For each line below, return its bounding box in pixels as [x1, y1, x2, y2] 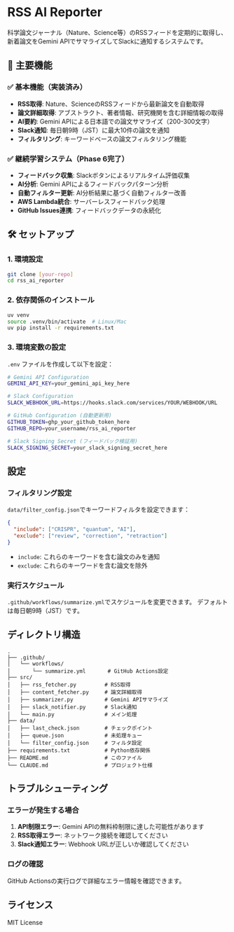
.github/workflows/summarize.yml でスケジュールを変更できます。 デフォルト [7, 597, 228, 606]
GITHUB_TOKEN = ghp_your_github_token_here [7, 418, 130, 425]
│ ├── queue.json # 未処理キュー [7, 732, 142, 739]
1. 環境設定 [7, 254, 43, 264]
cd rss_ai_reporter [7, 277, 64, 285]
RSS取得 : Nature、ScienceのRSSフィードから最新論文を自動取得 [17, 100, 205, 108]
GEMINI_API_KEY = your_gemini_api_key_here [7, 380, 130, 388]
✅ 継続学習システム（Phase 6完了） [7, 153, 130, 163]
